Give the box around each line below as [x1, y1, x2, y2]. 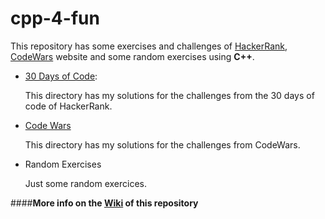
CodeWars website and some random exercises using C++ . [10, 50, 255, 62]
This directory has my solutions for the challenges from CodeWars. [24, 138, 301, 151]
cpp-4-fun [10, 7, 100, 30]
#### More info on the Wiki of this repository [10, 197, 199, 209]
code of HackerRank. [24, 100, 113, 112]
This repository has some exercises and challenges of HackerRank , [10, 40, 288, 52]
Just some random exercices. [24, 177, 148, 189]
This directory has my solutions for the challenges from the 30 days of [24, 89, 315, 101]
